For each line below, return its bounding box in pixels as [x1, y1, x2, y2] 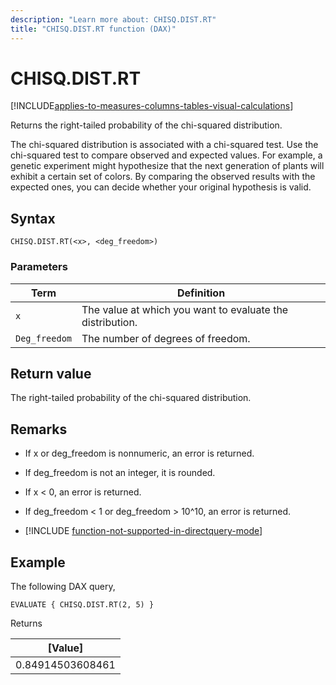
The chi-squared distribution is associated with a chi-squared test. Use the [10, 139, 319, 151]
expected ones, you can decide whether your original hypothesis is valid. [10, 181, 312, 193]
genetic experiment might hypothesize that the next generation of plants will [10, 160, 325, 172]
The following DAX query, [10, 580, 116, 592]
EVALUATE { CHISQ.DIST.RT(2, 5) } [10, 599, 155, 610]
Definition [176, 286, 226, 300]
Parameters [10, 260, 68, 274]
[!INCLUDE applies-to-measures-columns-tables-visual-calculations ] [10, 100, 294, 112]
